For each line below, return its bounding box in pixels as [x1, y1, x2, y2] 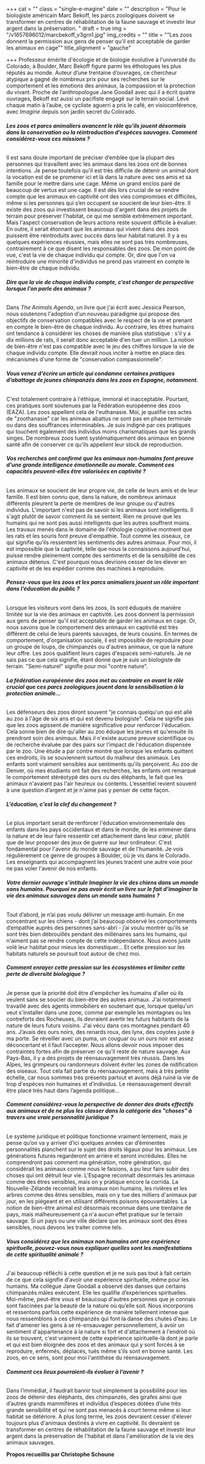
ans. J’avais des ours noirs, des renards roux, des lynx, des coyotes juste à [6, 1028, 195, 1035]
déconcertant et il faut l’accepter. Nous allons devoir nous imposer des [6, 1041, 184, 1048]
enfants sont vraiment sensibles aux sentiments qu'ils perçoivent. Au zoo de [6, 761, 198, 768]
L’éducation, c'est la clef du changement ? [6, 800, 117, 808]
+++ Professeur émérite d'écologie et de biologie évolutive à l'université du [6, 56, 196, 63]
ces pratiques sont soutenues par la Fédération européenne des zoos [6, 402, 181, 409]
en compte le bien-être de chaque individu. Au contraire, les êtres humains [6, 323, 195, 331]
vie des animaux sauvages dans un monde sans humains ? [6, 892, 160, 900]
